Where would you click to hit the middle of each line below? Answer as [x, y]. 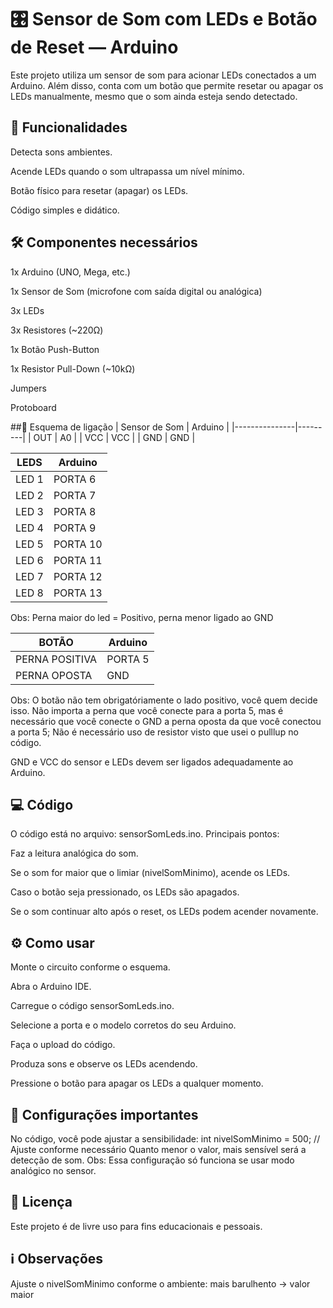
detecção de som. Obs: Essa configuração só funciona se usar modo [152, 1160]
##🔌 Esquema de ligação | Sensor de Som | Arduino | [120, 427]
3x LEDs [27, 310]
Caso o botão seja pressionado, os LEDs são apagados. [125, 892]
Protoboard [33, 407]
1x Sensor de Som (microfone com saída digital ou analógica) [136, 291]
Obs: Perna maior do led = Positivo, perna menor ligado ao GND [142, 617]
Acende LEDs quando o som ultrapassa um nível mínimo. [127, 171]
